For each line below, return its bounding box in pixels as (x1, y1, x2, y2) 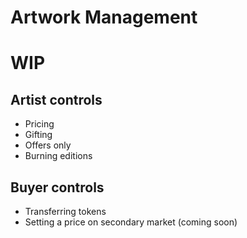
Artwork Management (10, 6, 198, 29)
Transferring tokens (24, 206, 107, 217)
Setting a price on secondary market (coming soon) (24, 216, 238, 228)
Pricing (24, 118, 55, 130)
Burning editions (24, 150, 93, 162)
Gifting (24, 129, 53, 141)
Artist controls (10, 91, 103, 108)
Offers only (24, 139, 72, 151)
